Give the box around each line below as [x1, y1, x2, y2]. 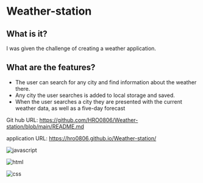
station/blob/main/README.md [6, 123, 84, 130]
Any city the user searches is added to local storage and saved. [15, 91, 176, 99]
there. [15, 85, 30, 92]
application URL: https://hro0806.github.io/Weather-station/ [6, 134, 157, 142]
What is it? [6, 29, 48, 39]
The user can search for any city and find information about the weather [15, 78, 197, 86]
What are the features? [6, 62, 96, 73]
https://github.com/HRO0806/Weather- [39, 116, 138, 123]
